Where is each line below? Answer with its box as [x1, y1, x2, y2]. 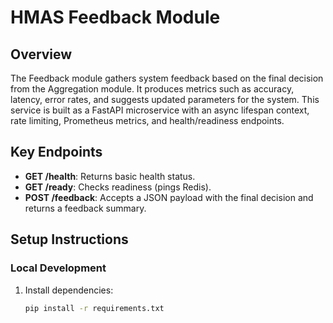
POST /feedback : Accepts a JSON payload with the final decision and [24, 191, 314, 203]
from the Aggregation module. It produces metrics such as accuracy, [10, 83, 295, 95]
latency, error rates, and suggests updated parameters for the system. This [10, 94, 320, 105]
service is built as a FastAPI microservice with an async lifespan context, [10, 104, 310, 116]
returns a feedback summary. [24, 202, 147, 214]
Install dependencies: [24, 284, 114, 296]
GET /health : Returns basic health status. [24, 170, 196, 182]
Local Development [10, 261, 107, 275]
